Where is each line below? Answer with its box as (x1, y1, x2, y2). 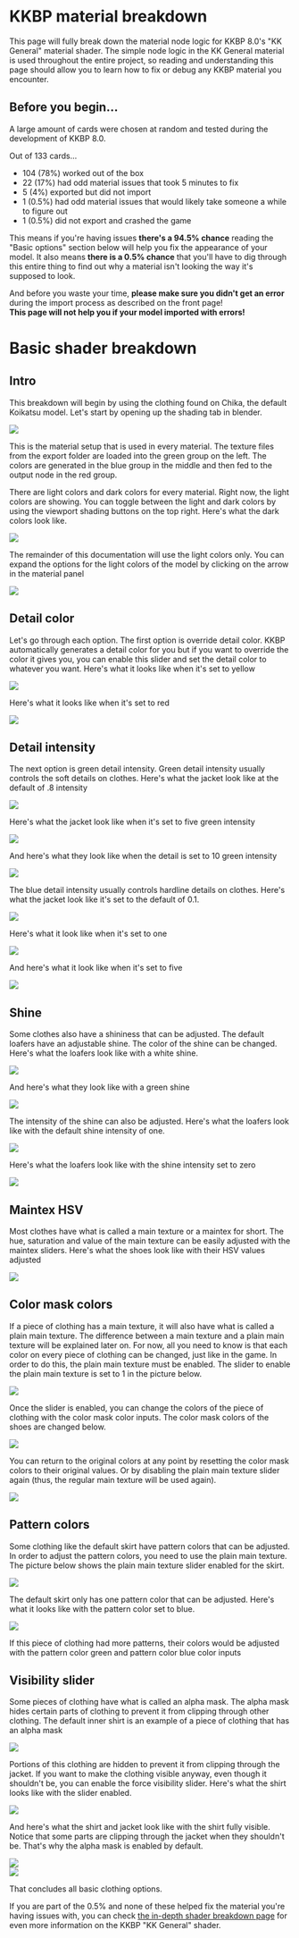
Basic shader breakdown (9, 338, 197, 358)
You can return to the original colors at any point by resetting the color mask (9, 1455, 290, 1466)
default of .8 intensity (9, 782, 87, 793)
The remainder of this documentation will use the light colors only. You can (9, 549, 285, 560)
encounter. (9, 73, 49, 84)
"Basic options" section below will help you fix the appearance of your (9, 241, 268, 252)
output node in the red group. (9, 469, 118, 480)
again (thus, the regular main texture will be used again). (9, 1474, 217, 1485)
